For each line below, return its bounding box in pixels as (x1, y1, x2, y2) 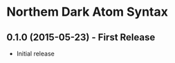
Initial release (16, 49, 55, 58)
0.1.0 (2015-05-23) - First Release (6, 32, 156, 43)
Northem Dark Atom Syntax (6, 4, 169, 20)
